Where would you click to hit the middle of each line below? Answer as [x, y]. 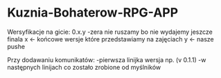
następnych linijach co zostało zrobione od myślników [84, 67]
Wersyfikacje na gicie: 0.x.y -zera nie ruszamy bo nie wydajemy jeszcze [110, 32]
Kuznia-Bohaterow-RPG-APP [93, 13]
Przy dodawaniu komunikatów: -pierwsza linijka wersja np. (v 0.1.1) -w [107, 59]
